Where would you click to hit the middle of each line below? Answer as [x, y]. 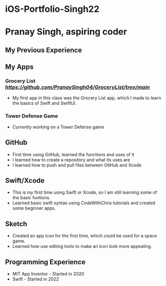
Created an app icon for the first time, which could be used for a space [85, 236]
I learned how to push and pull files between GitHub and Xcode [77, 165]
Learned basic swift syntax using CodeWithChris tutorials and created [83, 203]
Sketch [16, 224]
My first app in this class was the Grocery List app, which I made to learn [87, 98]
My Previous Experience [44, 50]
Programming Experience [45, 262]
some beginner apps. [34, 208]
